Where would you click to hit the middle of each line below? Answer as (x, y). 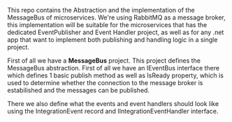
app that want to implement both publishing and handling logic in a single (113, 40)
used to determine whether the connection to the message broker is (105, 83)
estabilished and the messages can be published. (79, 90)
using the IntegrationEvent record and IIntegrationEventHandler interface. (113, 111)
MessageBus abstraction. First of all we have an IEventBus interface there (114, 68)
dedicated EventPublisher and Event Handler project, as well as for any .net (116, 32)
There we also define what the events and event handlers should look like (113, 104)
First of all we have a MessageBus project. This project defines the (104, 61)
